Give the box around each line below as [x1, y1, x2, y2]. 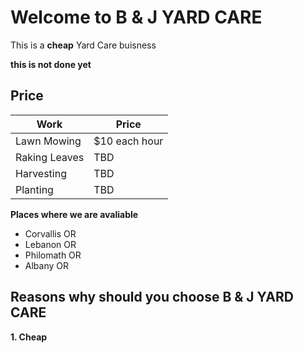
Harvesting [15, 166, 67, 180]
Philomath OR [24, 249, 82, 261]
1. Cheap [10, 331, 48, 343]
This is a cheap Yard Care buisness [10, 39, 157, 51]
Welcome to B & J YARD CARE [10, 6, 263, 29]
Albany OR [24, 259, 70, 271]
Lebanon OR [24, 238, 77, 250]
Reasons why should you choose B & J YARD [10, 289, 294, 306]
